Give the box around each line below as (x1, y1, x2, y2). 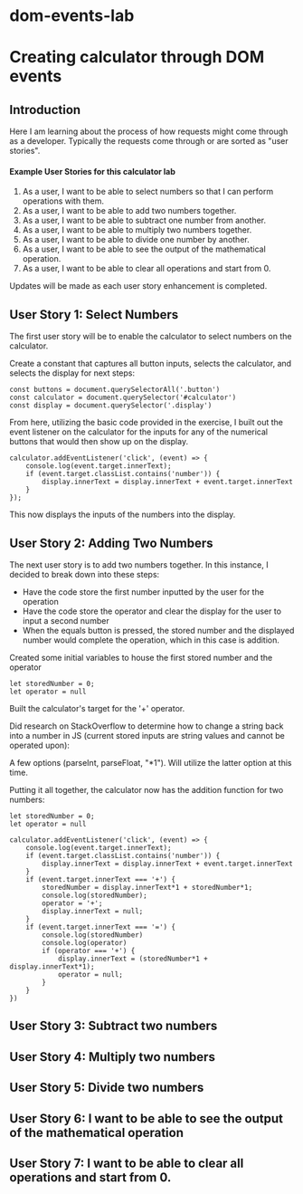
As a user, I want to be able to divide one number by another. (22, 234, 251, 245)
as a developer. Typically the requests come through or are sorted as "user (9, 136, 289, 147)
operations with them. (22, 196, 104, 206)
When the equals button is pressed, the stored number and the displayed (22, 626, 295, 636)
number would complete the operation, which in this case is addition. (22, 635, 280, 645)
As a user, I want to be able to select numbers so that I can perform (22, 186, 274, 197)
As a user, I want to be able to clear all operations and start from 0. (22, 263, 271, 274)
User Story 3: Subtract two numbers (9, 1018, 218, 1034)
